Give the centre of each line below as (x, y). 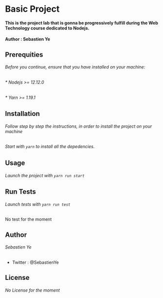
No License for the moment (32, 290)
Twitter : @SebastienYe (35, 262)
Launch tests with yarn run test (38, 204)
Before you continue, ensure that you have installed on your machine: (75, 67)
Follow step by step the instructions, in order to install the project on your (79, 126)
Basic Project (32, 9)
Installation (22, 114)
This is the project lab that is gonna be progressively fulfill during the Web (82, 23)
